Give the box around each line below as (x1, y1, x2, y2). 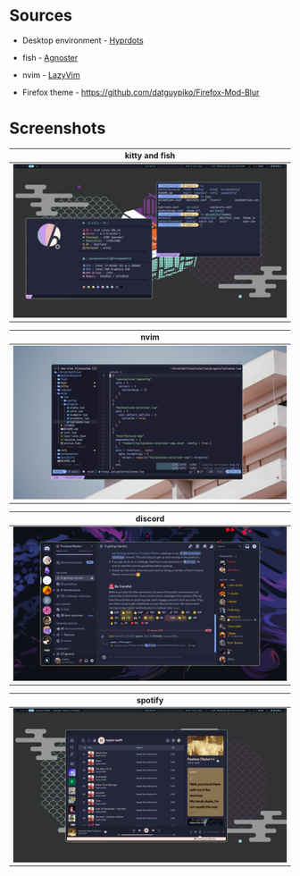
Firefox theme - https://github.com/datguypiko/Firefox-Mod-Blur (21, 87, 260, 97)
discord (135, 513, 165, 524)
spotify (136, 695, 164, 705)
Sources (9, 5, 73, 26)
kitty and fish (124, 150, 176, 161)
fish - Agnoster (21, 52, 79, 63)
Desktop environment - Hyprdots (21, 35, 145, 46)
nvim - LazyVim (21, 69, 80, 80)
